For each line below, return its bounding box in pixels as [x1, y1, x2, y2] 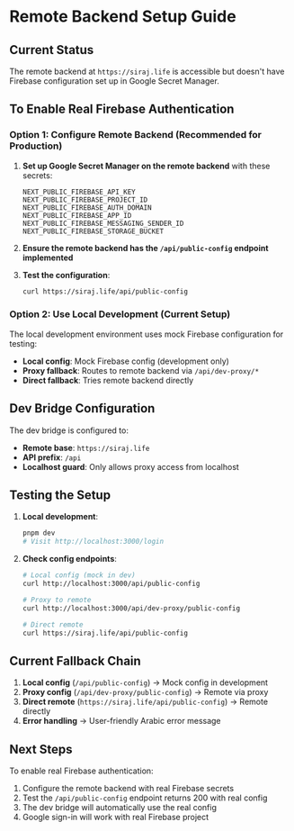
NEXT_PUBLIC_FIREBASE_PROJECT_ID [22, 195, 148, 204]
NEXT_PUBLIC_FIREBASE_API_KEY [22, 187, 137, 196]
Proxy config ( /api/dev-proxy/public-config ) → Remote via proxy [22, 687, 269, 698]
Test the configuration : [22, 269, 111, 280]
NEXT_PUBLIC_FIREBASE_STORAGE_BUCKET [22, 227, 165, 236]
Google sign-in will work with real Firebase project [22, 812, 209, 823]
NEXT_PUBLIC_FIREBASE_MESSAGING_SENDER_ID [22, 219, 184, 228]
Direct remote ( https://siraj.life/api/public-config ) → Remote [22, 696, 268, 708]
